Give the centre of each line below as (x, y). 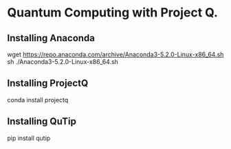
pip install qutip (29, 138)
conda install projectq (38, 100)
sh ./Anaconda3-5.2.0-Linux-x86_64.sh (63, 62)
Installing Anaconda (51, 38)
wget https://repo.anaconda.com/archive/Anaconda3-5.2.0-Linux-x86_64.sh (115, 54)
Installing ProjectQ (48, 83)
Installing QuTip (42, 122)
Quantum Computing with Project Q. (113, 13)
